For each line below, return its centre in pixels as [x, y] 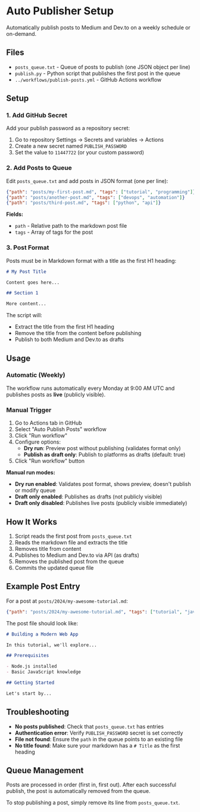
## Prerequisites [28, 656]
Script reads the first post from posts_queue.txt [73, 536]
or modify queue [35, 491]
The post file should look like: [42, 623]
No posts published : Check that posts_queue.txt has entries [89, 726]
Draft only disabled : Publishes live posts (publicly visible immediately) [101, 503]
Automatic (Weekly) [36, 375]
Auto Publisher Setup [60, 11]
